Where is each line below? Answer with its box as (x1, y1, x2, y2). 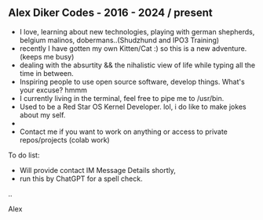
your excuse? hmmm (19, 85, 88, 95)
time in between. (19, 68, 75, 78)
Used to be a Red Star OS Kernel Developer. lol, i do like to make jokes (19, 102, 247, 111)
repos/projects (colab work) (19, 135, 110, 144)
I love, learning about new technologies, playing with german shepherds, (19, 27, 255, 36)
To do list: (8, 150, 40, 160)
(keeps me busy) (19, 52, 75, 61)
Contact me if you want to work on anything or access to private (19, 127, 228, 136)
